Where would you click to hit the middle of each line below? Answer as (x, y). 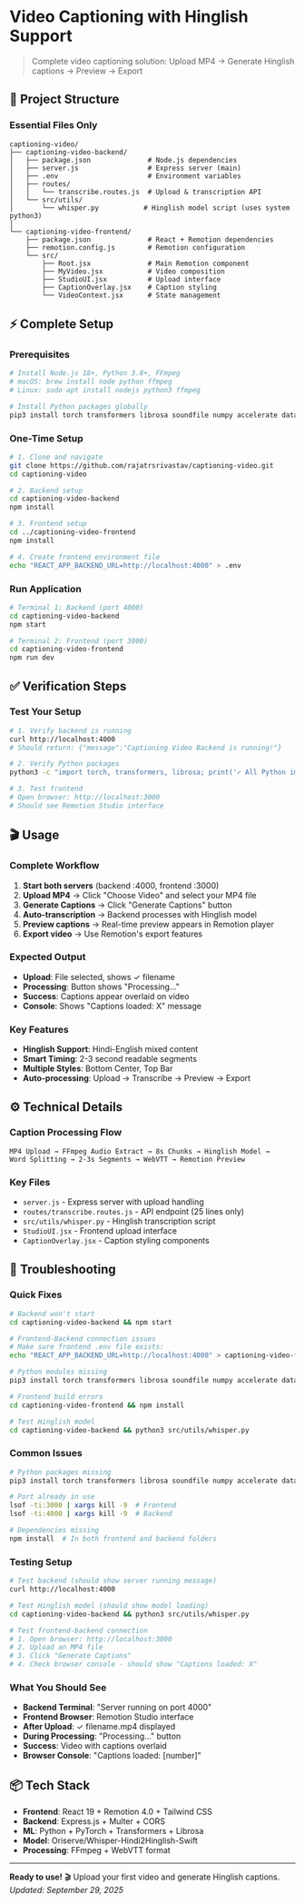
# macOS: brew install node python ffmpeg (91, 382)
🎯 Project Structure (64, 99)
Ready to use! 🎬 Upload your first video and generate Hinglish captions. (145, 1877)
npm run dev (32, 658)
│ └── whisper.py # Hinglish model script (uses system (150, 208)
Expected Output (48, 957)
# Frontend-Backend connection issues (83, 1339)
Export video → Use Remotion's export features (112, 934)
